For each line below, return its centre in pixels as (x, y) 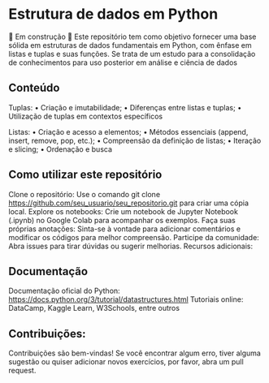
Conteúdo (34, 88)
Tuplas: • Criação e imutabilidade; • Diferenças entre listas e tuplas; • (125, 107)
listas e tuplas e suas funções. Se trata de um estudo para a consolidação (132, 54)
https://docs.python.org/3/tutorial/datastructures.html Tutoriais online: (126, 299)
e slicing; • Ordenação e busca (60, 149)
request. (22, 371)
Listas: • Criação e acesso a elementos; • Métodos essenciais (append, (128, 131)
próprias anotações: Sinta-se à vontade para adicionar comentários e (125, 229)
